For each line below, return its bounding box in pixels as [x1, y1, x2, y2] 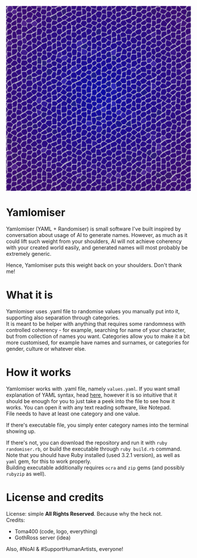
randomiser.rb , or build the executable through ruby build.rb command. [6, 445, 182, 452]
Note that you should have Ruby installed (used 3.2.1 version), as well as [6, 451, 181, 458]
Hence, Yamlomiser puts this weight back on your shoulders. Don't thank [6, 261, 182, 269]
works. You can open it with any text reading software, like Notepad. [6, 404, 171, 411]
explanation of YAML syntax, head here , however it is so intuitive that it [6, 391, 177, 398]
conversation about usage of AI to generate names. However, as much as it [6, 231, 188, 238]
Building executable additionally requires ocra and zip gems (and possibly [6, 464, 185, 471]
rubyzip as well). [6, 470, 46, 477]
